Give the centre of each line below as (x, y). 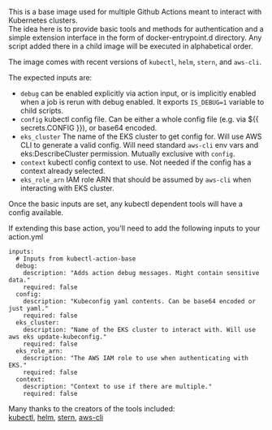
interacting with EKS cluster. (67, 188)
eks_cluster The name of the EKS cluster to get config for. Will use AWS (141, 136)
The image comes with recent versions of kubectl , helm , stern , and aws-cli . (135, 62)
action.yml (26, 237)
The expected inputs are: (50, 77)
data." (19, 280)
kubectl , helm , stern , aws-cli (56, 417)
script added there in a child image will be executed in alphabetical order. (131, 46)
